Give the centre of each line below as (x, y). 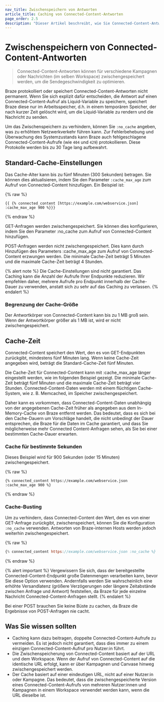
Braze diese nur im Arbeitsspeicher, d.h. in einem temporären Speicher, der (81, 107)
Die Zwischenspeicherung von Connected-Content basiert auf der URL (83, 654)
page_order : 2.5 (21, 19)
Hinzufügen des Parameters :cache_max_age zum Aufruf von (67, 251)
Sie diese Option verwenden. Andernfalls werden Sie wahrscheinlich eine (79, 581)
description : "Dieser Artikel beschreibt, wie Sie (58, 23)
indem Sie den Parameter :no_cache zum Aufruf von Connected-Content (78, 231)
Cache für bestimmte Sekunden (43, 447)
